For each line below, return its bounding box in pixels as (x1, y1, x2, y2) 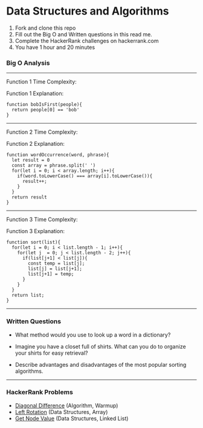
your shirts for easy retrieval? (14, 349, 88, 357)
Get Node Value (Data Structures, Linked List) (14, 415, 129, 422)
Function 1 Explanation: (6, 90, 64, 97)
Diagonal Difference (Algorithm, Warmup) (14, 401, 118, 409)
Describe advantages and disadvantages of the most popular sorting (14, 361, 187, 368)
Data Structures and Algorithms (6, 4, 169, 18)
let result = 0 (11, 157, 50, 163)
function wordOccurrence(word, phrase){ (6, 152, 110, 158)
